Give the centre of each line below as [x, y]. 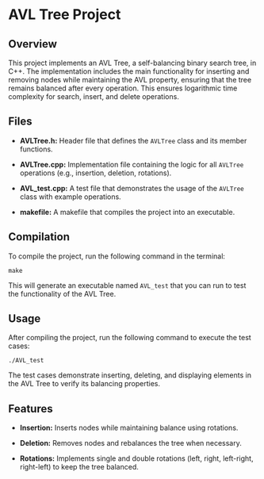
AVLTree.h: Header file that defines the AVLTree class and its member [133, 140]
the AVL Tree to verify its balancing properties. [84, 384]
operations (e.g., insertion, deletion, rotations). [96, 173]
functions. [36, 149]
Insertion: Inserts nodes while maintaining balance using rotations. [129, 428]
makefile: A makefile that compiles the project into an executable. [127, 212]
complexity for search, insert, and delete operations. [94, 96]
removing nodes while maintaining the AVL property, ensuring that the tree [130, 80]
